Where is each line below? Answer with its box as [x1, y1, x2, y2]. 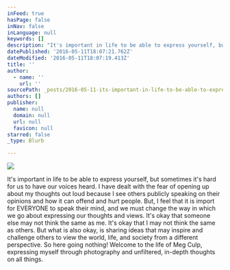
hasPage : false [7, 16, 51, 23]
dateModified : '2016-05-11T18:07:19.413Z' [7, 55, 130, 62]
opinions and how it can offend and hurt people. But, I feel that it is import [7, 197, 215, 206]
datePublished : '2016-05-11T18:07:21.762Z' [7, 49, 133, 56]
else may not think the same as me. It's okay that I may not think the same [7, 219, 216, 227]
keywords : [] [7, 36, 44, 42]
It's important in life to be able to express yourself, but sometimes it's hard [7, 175, 217, 184]
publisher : [7, 99, 38, 106]
